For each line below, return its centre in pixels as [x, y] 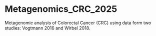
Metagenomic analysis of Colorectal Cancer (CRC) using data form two [78, 23]
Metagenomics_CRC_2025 [61, 9]
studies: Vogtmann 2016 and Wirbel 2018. [47, 28]
